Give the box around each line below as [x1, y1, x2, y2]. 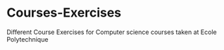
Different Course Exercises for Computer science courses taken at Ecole [6, 28, 217, 36]
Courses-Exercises [6, 5, 122, 21]
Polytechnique [6, 35, 49, 43]
